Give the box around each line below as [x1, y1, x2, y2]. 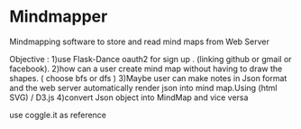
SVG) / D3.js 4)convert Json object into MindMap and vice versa [9, 92, 249, 103]
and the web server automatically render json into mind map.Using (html [9, 82, 278, 93]
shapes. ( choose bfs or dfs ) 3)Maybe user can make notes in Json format [9, 72, 287, 83]
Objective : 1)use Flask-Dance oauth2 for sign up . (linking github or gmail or [9, 53, 292, 64]
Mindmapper [9, 6, 108, 27]
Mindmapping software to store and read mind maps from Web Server [9, 36, 270, 47]
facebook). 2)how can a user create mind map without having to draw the [9, 63, 283, 74]
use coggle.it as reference [9, 109, 106, 120]
